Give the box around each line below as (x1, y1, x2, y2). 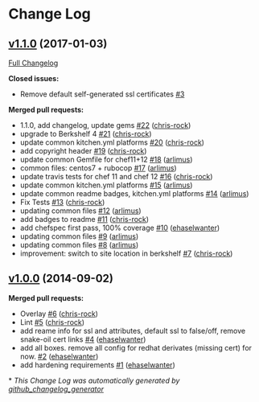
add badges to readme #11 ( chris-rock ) (19, 215, 150, 224)
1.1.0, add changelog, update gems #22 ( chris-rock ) (19, 121, 191, 129)
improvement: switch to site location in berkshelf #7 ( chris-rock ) (19, 248, 233, 258)
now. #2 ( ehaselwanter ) (19, 351, 99, 361)
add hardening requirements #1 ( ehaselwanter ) (19, 359, 175, 370)
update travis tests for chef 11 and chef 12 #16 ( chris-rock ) (19, 172, 213, 181)
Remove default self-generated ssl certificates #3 (19, 89, 185, 99)
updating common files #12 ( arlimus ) (19, 206, 142, 215)
